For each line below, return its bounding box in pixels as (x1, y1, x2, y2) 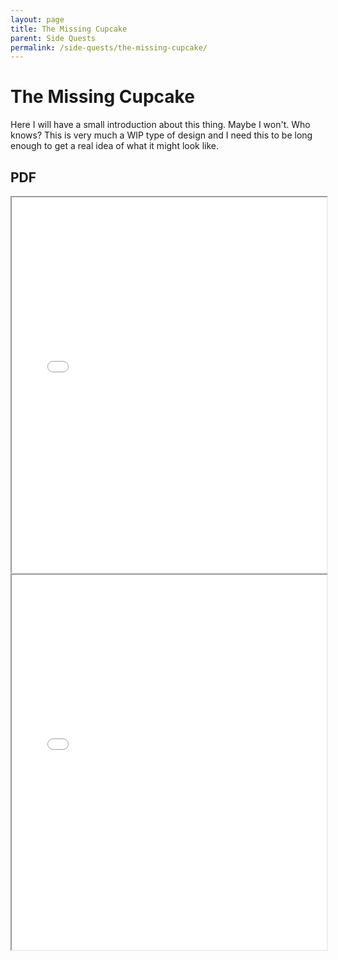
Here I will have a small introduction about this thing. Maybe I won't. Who (10, 119, 311, 131)
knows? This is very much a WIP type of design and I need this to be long (10, 129, 313, 141)
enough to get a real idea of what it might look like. (10, 140, 220, 152)
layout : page (10, 14, 65, 25)
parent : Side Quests (10, 33, 97, 43)
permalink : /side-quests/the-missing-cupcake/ (10, 42, 208, 53)
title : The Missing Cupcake (10, 24, 128, 34)
